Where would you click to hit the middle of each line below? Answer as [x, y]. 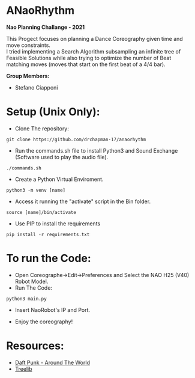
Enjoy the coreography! [44, 322]
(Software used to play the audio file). [61, 157]
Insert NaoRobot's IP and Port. [52, 309]
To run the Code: [49, 258]
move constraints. [28, 45]
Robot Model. [31, 281]
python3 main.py [26, 299]
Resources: [35, 346]
